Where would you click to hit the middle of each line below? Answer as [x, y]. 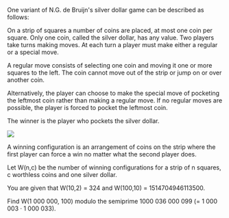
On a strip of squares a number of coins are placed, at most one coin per [110, 30]
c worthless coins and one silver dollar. [62, 175]
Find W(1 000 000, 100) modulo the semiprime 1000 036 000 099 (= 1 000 [112, 201]
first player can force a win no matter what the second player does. [102, 154]
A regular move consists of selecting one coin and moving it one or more [110, 65]
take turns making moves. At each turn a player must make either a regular [112, 45]
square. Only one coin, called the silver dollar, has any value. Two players [111, 38]
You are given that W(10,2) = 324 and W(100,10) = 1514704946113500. [106, 188]
